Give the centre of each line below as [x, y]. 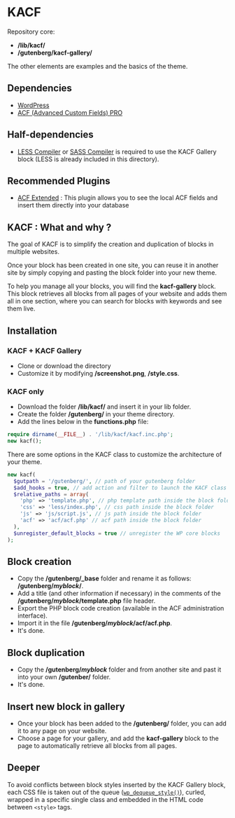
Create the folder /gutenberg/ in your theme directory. [96, 414]
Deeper [24, 768]
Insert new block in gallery [66, 706]
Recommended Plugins [59, 180]
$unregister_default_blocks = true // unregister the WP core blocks [117, 533]
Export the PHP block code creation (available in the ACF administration [121, 608]
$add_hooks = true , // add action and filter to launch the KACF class [120, 488]
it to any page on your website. [62, 730]
